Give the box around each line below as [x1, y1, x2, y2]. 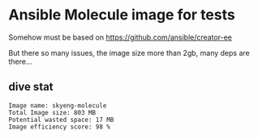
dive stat [8, 80, 54, 94]
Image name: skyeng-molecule [8, 101, 107, 110]
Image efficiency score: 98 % [8, 123, 111, 131]
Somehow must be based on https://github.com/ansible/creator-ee [8, 32, 233, 42]
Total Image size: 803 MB [8, 108, 96, 116]
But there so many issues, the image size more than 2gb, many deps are [8, 48, 250, 57]
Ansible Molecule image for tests [8, 6, 235, 24]
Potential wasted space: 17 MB [8, 116, 114, 124]
